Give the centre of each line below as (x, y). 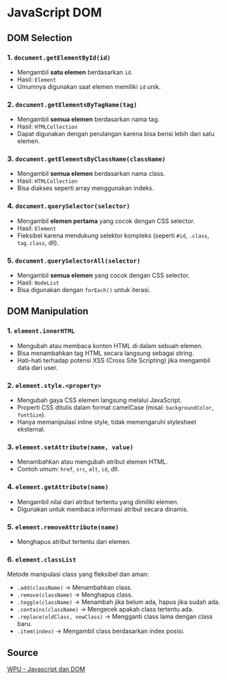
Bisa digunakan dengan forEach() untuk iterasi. (84, 290)
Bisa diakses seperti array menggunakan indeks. (85, 188)
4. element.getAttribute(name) (58, 487)
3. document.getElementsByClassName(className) (86, 159)
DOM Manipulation (48, 312)
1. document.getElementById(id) (59, 57)
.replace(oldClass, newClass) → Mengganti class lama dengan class (115, 616)
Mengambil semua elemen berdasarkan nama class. (91, 174)
